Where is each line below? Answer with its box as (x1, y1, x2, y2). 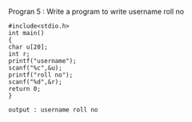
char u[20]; (8, 43, 48, 51)
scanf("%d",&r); (8, 78, 62, 86)
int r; (8, 50, 30, 58)
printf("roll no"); (8, 71, 74, 79)
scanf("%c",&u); (8, 64, 62, 72)
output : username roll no (8, 106, 98, 114)
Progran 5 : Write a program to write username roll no (8, 7, 185, 16)
